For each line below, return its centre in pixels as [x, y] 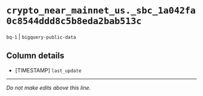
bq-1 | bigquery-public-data [41, 37]
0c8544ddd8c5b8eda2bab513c [74, 21]
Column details [35, 56]
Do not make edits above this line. [49, 88]
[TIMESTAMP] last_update [48, 70]
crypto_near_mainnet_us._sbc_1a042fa [101, 11]
